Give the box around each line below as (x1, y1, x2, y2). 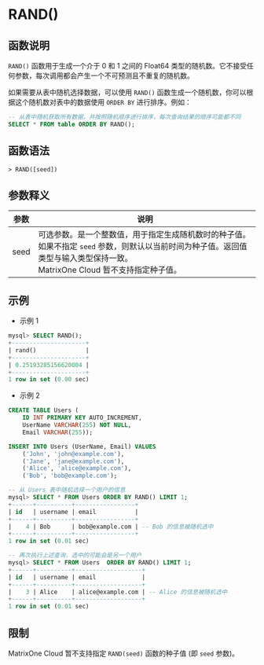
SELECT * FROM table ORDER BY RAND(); (8, 120, 135, 128)
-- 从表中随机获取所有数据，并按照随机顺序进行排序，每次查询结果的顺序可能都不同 (8, 113, 241, 121)
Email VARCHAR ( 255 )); (22, 428, 93, 436)
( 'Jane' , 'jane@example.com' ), (22, 457, 125, 465)
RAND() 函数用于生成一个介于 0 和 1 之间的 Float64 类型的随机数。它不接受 (8, 61, 247, 70)
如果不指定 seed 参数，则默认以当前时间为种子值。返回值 (38, 241, 247, 252)
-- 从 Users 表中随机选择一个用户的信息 (8, 486, 126, 494)
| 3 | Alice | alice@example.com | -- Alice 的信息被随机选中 (8, 588, 228, 596)
